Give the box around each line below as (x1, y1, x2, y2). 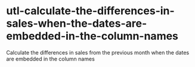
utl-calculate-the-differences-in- (6, 4, 175, 18)
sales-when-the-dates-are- (6, 17, 147, 30)
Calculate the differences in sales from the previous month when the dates (6, 49, 190, 56)
